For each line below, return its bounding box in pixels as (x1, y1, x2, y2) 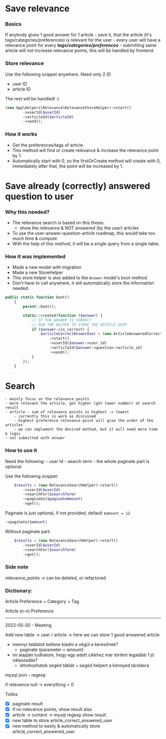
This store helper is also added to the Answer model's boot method (12, 275, 147, 281)
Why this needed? (5, 208, 50, 215)
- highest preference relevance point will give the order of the (14, 418, 154, 423)
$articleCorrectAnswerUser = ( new (40, 331, 112, 336)
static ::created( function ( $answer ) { (23, 313, 103, 318)
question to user (5, 191, 74, 202)
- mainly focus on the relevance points (5, 397, 90, 402)
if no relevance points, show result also (12, 706, 92, 712)
